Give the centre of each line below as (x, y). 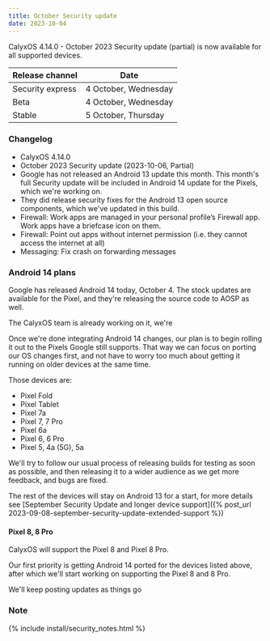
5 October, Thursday (125, 115)
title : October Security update (63, 16)
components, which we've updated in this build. (100, 208)
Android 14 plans (42, 272)
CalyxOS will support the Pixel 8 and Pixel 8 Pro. (89, 550)
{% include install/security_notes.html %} (77, 628)
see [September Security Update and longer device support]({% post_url (130, 505)
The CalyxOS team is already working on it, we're (91, 323)
